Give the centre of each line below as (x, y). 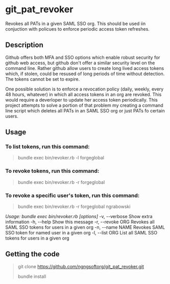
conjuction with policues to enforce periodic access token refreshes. (77, 29)
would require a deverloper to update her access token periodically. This (82, 100)
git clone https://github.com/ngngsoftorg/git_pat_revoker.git (81, 266)
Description (24, 45)
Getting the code (32, 254)
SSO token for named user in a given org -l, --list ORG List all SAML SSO (81, 233)
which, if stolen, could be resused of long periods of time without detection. (85, 74)
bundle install (32, 276)
